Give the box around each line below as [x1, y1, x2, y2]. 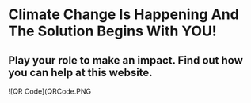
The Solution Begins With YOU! [8, 22, 218, 40]
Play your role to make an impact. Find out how [8, 53, 244, 67]
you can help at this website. [8, 65, 153, 79]
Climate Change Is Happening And [8, 6, 239, 24]
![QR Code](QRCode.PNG [8, 86, 92, 96]
